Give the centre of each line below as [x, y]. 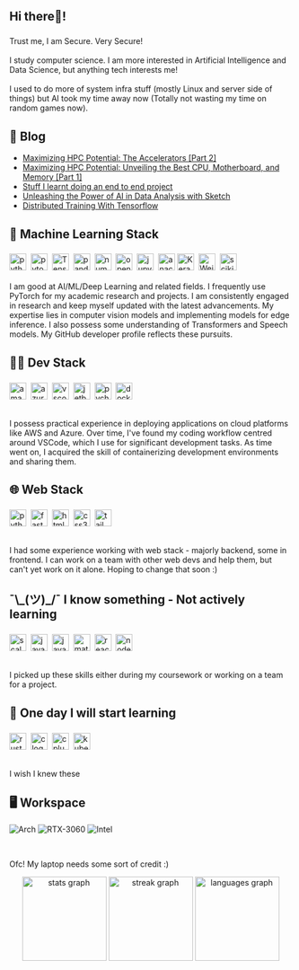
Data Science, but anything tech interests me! [93, 70]
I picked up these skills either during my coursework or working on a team [146, 675]
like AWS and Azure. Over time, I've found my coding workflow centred [141, 433]
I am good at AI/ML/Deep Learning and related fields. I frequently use [138, 287]
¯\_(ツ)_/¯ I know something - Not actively [127, 600]
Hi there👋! [38, 17]
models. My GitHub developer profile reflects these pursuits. [121, 334]
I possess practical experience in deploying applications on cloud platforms [149, 423]
